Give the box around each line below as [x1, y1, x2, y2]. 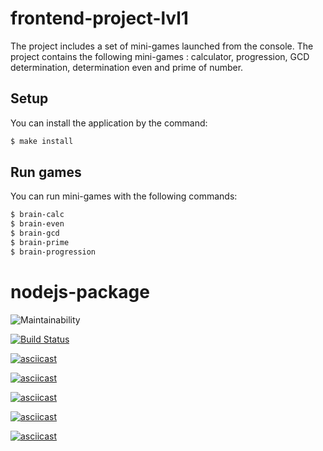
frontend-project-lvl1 [10, 7, 189, 30]
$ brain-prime [10, 238, 70, 248]
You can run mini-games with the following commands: [10, 190, 238, 202]
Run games [10, 164, 82, 181]
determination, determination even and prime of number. [10, 61, 244, 73]
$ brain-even [10, 219, 65, 229]
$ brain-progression [10, 247, 97, 257]
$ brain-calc [10, 210, 65, 220]
